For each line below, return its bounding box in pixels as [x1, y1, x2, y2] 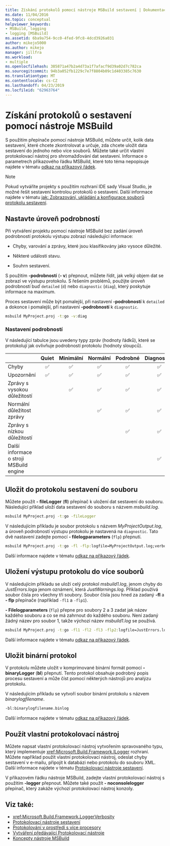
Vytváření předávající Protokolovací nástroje [12, 830, 105, 836]
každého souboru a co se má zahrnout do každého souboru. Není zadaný [5, 612, 158, 618]
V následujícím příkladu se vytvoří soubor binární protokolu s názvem [5, 691, 149, 697]
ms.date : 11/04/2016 [5, 12, 49, 17]
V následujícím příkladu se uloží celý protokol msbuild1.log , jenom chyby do [5, 581, 163, 587]
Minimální [59, 355, 83, 362]
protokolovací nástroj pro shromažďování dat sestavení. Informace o [5, 153, 148, 159]
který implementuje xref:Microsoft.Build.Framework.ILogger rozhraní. [5, 749, 149, 755]
